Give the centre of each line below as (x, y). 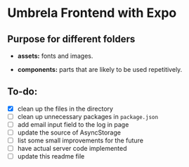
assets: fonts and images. (55, 56)
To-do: (22, 92)
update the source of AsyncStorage (69, 132)
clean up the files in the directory (65, 109)
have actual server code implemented (72, 149)
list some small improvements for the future (80, 141)
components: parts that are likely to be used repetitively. (100, 69)
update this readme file (51, 156)
